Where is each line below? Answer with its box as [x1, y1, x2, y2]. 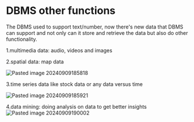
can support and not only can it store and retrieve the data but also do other [6, 29, 188, 36]
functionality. [6, 35, 38, 42]
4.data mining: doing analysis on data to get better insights [6, 103, 147, 110]
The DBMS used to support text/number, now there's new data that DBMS [6, 23, 184, 30]
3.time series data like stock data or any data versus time [6, 80, 143, 88]
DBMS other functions [6, 4, 116, 17]
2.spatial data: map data [6, 58, 64, 65]
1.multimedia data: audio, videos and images [6, 46, 112, 53]
